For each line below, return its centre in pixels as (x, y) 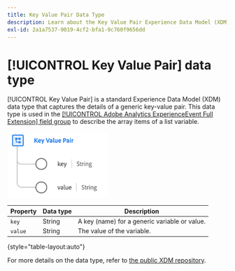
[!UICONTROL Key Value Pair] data (109, 65)
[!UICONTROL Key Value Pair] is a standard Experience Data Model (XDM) (114, 99)
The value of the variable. (115, 231)
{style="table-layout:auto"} (46, 246)
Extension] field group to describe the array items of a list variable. (103, 122)
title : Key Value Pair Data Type (56, 15)
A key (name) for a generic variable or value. (142, 221)
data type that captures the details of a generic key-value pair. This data (111, 107)
